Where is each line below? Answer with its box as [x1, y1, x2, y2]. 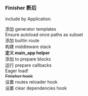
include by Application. [5, 16, 52, 22]
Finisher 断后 [5, 4, 37, 11]
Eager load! [5, 68, 29, 74]
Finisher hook [5, 73, 33, 79]
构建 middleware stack [5, 44, 51, 50]
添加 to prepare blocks [5, 56, 51, 62]
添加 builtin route [5, 38, 40, 44]
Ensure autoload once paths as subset [5, 32, 83, 38]
